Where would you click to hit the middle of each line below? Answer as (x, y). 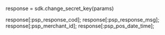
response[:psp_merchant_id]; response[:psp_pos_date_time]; (80, 26)
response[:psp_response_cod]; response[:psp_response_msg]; (82, 20)
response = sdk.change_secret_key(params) (60, 8)
